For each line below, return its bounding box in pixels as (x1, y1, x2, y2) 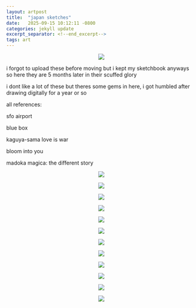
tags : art (6, 37, 31, 43)
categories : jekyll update (6, 25, 74, 32)
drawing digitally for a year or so (6, 89, 87, 96)
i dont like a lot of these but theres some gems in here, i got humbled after (6, 83, 190, 90)
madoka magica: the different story (6, 159, 93, 166)
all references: (6, 101, 42, 108)
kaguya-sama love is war (6, 136, 69, 143)
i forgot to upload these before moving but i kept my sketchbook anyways (6, 64, 189, 72)
